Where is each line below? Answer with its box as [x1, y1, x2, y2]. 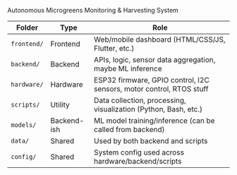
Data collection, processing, [94, 95, 187, 105]
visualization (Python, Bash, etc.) [94, 104, 203, 114]
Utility [50, 100, 70, 109]
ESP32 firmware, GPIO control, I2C [94, 76, 209, 85]
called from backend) [94, 125, 165, 134]
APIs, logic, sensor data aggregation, [94, 55, 216, 64]
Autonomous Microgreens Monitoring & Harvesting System [7, 6, 178, 14]
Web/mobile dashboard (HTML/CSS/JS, [94, 35, 226, 44]
